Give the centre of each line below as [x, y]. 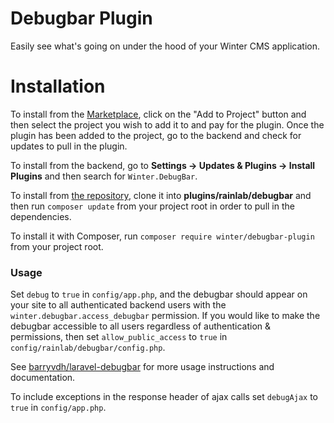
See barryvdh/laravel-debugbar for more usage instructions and [142, 367]
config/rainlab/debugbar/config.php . [88, 348]
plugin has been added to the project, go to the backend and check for [156, 135]
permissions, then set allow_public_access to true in [119, 337]
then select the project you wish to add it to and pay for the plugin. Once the [167, 124]
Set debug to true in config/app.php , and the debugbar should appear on [159, 294]
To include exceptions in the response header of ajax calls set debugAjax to [164, 397]
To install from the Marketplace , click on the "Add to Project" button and [158, 114]
